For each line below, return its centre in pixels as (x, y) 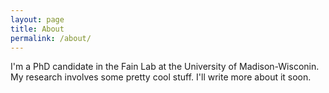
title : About (37, 29)
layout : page (37, 19)
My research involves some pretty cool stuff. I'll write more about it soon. (161, 77)
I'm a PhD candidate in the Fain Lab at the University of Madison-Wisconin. (165, 67)
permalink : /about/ (51, 38)
